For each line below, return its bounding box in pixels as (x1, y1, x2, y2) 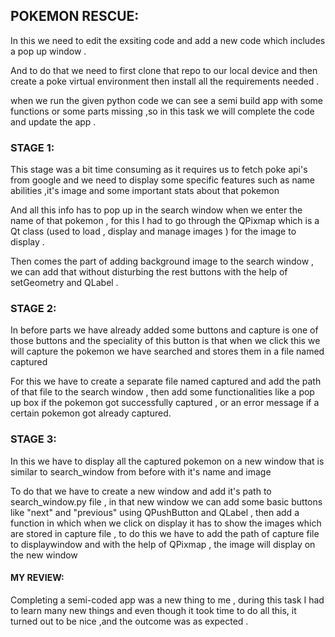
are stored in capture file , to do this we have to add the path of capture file (10, 527, 320, 539)
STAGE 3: (10, 432, 57, 446)
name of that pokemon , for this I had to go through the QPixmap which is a (10, 215, 320, 227)
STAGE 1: (10, 140, 55, 154)
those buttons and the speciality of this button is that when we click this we (10, 335, 321, 347)
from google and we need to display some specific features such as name (10, 174, 315, 186)
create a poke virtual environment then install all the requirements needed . (10, 75, 320, 87)
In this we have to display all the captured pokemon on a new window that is (10, 455, 325, 467)
